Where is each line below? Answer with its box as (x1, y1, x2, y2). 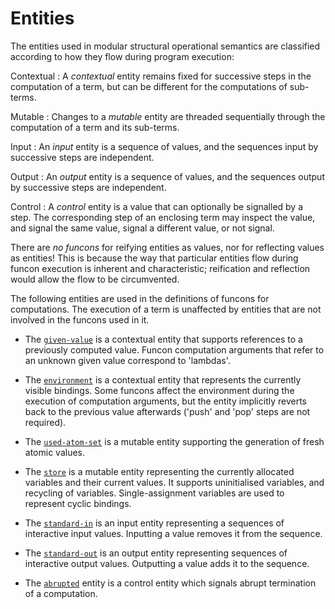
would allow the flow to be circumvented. (10, 273, 180, 285)
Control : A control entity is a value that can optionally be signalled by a (10, 200, 304, 212)
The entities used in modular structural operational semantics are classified (10, 40, 321, 52)
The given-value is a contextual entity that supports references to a (24, 333, 303, 345)
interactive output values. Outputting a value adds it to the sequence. (24, 557, 310, 569)
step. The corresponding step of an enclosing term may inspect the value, (10, 211, 316, 223)
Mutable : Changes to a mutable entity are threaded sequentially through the (10, 110, 326, 122)
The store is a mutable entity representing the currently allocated (24, 465, 295, 477)
